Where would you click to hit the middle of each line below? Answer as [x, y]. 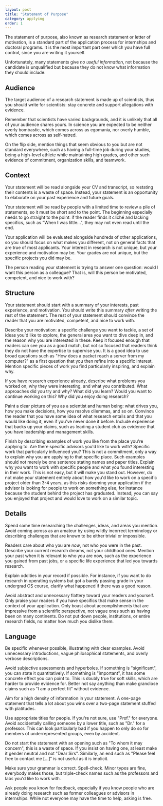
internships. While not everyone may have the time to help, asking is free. [79, 798]
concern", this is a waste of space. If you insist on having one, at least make [81, 748]
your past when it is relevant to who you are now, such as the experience [78, 556]
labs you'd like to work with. [33, 779]
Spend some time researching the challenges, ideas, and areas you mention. [82, 525]
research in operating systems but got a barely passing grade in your [74, 580]
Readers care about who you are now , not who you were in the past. [73, 545]
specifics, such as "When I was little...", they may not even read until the [77, 222]
